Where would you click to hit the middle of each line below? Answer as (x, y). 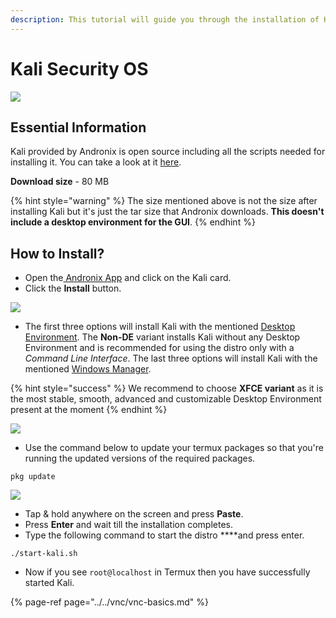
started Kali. (49, 583)
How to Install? (57, 253)
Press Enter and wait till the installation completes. (128, 525)
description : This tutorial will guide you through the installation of (165, 19)
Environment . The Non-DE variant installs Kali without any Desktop (162, 337)
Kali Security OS (79, 68)
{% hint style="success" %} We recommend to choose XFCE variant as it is (167, 388)
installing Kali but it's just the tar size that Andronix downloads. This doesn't (167, 212)
